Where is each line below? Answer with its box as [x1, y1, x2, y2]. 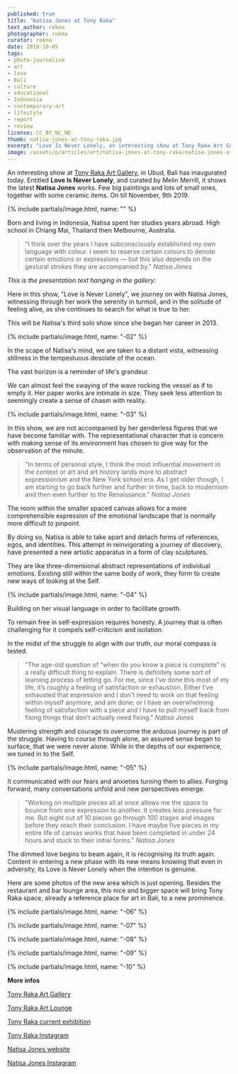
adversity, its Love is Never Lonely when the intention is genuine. [7, 865, 197, 873]
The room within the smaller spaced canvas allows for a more [7, 504, 187, 512]
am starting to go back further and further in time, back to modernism [24, 483, 229, 491]
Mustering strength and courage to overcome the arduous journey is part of [7, 727, 229, 735]
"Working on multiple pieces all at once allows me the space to [24, 799, 209, 807]
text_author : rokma [7, 23, 65, 31]
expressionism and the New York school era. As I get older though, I [24, 475, 224, 483]
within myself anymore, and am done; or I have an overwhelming [24, 698, 214, 707]
